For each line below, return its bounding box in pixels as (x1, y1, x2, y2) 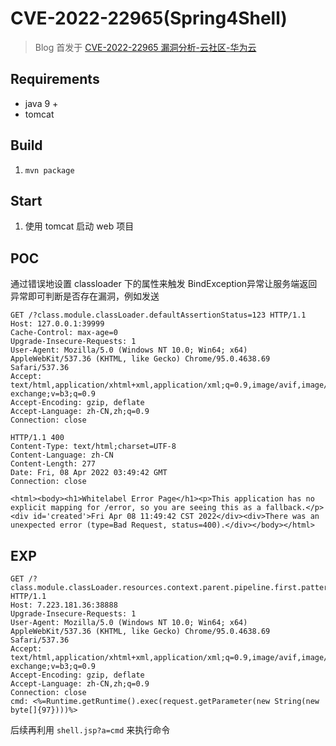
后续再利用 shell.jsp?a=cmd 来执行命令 (10, 724, 171, 736)
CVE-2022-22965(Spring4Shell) (10, 7, 288, 30)
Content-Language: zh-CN (10, 450, 114, 461)
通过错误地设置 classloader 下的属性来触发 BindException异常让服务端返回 (10, 278, 318, 290)
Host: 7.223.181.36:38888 (10, 600, 118, 610)
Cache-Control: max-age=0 (10, 328, 118, 338)
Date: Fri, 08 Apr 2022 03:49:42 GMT (10, 468, 168, 478)
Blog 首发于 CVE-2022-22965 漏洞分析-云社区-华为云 (34, 41, 257, 53)
